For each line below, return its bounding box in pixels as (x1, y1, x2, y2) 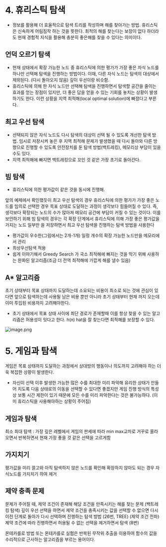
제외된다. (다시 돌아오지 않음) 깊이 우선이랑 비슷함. (12, 77, 110, 82)
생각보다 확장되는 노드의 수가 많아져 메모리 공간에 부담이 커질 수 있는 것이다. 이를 (5, 210, 161, 216)
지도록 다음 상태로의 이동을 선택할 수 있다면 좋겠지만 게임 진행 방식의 (17, 386, 150, 392)
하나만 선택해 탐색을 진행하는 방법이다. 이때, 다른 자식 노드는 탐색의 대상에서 (12, 71, 160, 77)
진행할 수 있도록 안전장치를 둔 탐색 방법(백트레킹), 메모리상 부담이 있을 (25, 144, 161, 150)
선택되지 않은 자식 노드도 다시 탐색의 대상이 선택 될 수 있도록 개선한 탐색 (12, 132, 151, 138)
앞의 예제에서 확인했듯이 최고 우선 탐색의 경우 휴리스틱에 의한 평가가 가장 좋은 (5, 197, 155, 203)
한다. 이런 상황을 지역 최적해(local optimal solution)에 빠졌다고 (25, 95, 148, 101)
